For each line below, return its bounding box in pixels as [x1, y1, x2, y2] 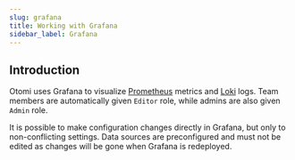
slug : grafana [9, 12, 63, 22]
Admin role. [9, 105, 48, 116]
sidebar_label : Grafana [9, 29, 98, 38]
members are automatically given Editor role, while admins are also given [9, 95, 281, 107]
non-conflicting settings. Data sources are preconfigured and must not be [9, 132, 282, 142]
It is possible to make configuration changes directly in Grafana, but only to [9, 122, 286, 133]
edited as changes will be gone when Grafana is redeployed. [9, 141, 232, 152]
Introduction [9, 62, 80, 77]
